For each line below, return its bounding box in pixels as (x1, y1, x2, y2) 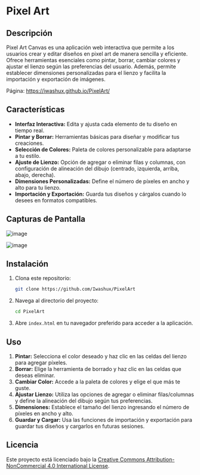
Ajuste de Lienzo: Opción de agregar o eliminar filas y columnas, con (14, 159, 186, 166)
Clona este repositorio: (14, 275, 71, 282)
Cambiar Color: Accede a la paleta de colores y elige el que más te (14, 378, 180, 385)
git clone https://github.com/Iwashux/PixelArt (14, 286, 136, 293)
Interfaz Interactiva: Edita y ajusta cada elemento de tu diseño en (14, 120, 177, 127)
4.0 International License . (47, 462, 110, 469)
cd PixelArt (14, 309, 45, 315)
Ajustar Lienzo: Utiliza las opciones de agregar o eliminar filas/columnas (14, 391, 194, 398)
